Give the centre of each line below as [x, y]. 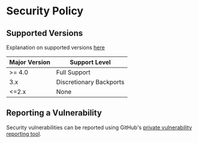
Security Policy [45, 11]
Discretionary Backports [90, 82]
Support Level [90, 62]
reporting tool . [24, 133]
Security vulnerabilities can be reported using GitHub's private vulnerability [99, 127]
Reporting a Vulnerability [54, 113]
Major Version [30, 62]
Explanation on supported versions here [55, 47]
